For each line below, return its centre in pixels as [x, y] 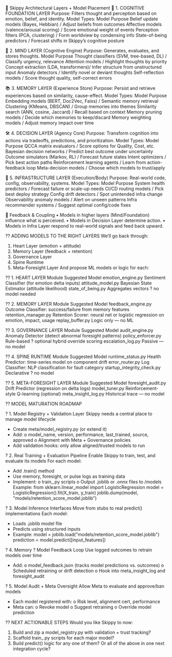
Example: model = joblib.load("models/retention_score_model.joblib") [86, 534]
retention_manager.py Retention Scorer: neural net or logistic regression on [85, 315]
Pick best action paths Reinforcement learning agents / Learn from [76, 162]
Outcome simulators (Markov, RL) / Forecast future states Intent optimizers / [86, 157]
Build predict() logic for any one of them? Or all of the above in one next [89, 643]
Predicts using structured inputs [46, 529]
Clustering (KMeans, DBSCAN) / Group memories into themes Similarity [81, 106]
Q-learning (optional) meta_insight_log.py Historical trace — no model [91, 394]
